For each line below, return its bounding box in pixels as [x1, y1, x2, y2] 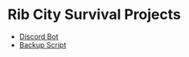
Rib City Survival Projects [7, 6, 182, 24]
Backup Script [18, 40, 67, 49]
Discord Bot [18, 32, 59, 41]
